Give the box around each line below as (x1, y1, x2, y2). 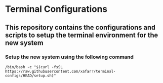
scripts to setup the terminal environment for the (5, 31, 158, 39)
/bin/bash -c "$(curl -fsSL (5, 64, 63, 70)
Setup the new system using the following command (5, 53, 134, 60)
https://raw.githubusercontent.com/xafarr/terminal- (5, 69, 116, 74)
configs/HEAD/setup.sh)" (5, 73, 56, 78)
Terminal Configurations (5, 3, 108, 15)
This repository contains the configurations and (5, 23, 156, 32)
